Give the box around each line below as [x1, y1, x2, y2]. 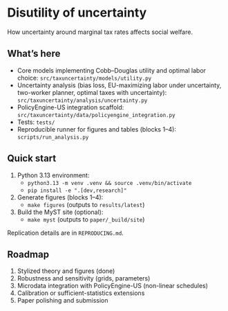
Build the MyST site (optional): [17, 208, 104, 216]
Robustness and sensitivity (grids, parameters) [17, 274, 151, 283]
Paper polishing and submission [17, 296, 108, 305]
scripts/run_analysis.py [17, 134, 89, 141]
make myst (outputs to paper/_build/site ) [27, 215, 145, 223]
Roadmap [7, 248, 50, 260]
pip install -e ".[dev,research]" [27, 187, 127, 194]
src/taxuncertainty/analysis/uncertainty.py [17, 97, 148, 104]
